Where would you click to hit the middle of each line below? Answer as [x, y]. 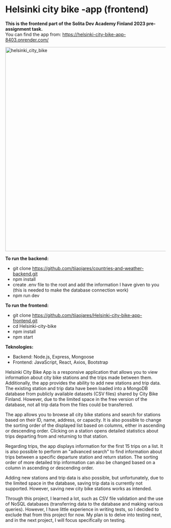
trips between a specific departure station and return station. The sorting [82, 457]
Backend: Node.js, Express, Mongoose [53, 356]
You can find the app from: [33, 34]
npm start [23, 337]
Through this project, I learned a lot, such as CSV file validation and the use [84, 498]
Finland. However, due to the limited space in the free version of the [76, 399]
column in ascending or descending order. [50, 468]
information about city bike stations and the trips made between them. [79, 377]
